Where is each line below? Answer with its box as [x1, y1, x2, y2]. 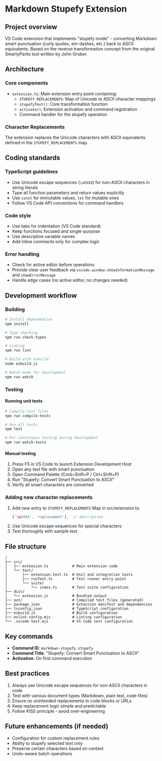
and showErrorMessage [12, 272, 56, 278]
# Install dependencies [5, 317, 53, 321]
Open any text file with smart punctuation [12, 466, 95, 472]
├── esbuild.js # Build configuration [5, 610, 118, 615]
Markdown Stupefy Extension [5, 3, 127, 15]
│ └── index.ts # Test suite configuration [5, 585, 129, 590]
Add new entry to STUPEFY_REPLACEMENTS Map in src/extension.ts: [12, 505, 140, 511]
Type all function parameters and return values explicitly [12, 189, 125, 195]
